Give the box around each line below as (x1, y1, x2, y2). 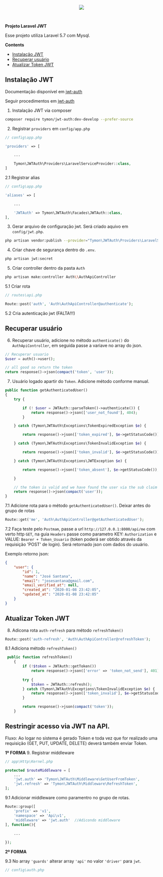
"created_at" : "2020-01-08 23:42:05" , (22, 587, 101, 592)
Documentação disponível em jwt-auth (5, 88, 82, 94)
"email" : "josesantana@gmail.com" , (22, 578, 95, 583)
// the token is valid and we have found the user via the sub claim (14, 485, 158, 490)
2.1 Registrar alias (5, 175, 40, 181)
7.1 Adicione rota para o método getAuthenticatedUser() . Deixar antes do (5, 503, 151, 509)
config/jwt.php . (12, 229, 45, 235)
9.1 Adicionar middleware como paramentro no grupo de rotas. (5, 795, 130, 800)
